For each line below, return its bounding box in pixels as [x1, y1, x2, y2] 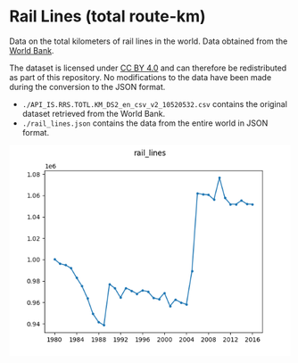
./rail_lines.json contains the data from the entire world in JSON [21, 118, 269, 128]
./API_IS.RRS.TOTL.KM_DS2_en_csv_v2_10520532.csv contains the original [21, 98, 288, 109]
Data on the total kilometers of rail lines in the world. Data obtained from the [9, 36, 288, 46]
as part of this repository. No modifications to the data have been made [9, 71, 272, 82]
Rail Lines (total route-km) [9, 6, 207, 27]
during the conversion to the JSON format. [9, 81, 166, 92]
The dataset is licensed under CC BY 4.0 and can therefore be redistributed [9, 62, 287, 73]
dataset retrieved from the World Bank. [21, 108, 166, 119]
